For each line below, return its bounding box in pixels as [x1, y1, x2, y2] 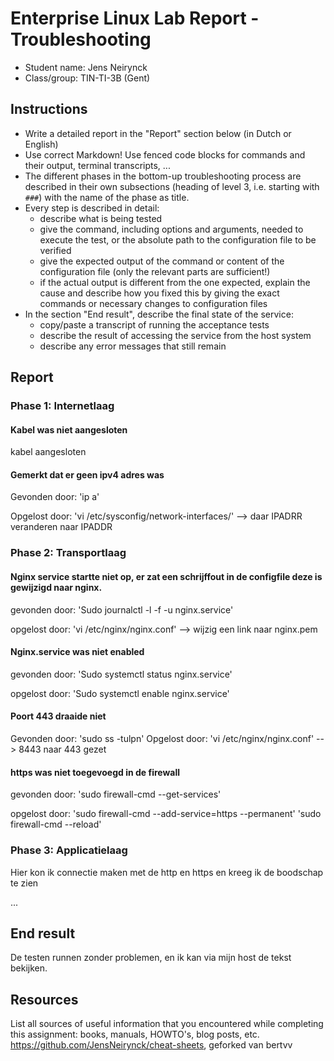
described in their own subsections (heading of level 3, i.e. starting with [24, 180, 320, 192]
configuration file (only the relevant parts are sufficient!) [39, 265, 271, 277]
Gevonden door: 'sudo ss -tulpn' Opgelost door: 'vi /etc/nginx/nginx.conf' [10, 733, 315, 744]
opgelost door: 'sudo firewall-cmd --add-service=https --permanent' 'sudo [10, 808, 322, 820]
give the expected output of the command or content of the [39, 255, 285, 267]
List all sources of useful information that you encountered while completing [10, 1018, 324, 1030]
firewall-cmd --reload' [10, 818, 102, 831]
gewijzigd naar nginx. [10, 581, 103, 593]
